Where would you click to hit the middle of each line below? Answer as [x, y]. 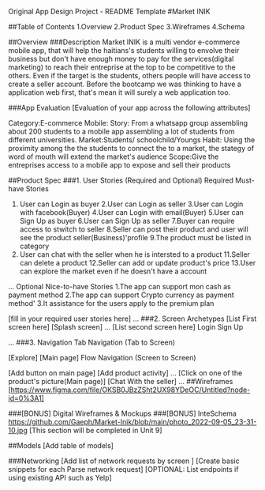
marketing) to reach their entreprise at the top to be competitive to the [122, 67]
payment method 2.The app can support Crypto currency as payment [121, 295]
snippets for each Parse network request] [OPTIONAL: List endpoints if [123, 469]
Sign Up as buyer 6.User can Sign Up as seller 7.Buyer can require [127, 221]
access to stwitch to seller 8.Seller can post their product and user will [134, 229]
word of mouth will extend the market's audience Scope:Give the [114, 156]
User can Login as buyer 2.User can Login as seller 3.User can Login [131, 204]
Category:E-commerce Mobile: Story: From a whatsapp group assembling [128, 123]
